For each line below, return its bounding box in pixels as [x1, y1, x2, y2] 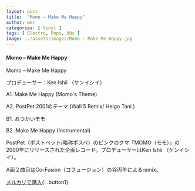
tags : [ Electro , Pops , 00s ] [6, 30, 80, 36]
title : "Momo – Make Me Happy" [6, 14, 85, 20]
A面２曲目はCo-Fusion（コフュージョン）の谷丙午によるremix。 [6, 166, 162, 173]
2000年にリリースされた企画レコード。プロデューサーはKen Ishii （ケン [6, 146, 179, 154]
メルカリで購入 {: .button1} [6, 179, 69, 186]
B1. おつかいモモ [6, 115, 46, 122]
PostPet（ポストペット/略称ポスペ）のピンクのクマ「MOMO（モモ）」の [6, 139, 180, 146]
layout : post [6, 8, 38, 15]
